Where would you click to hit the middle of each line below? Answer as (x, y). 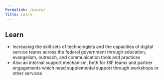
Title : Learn (19, 14)
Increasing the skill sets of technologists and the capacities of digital (83, 47)
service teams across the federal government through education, (79, 52)
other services (27, 73)
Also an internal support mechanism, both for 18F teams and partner (82, 62)
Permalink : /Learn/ (25, 10)
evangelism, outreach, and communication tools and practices (76, 57)
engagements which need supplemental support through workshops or (85, 68)
